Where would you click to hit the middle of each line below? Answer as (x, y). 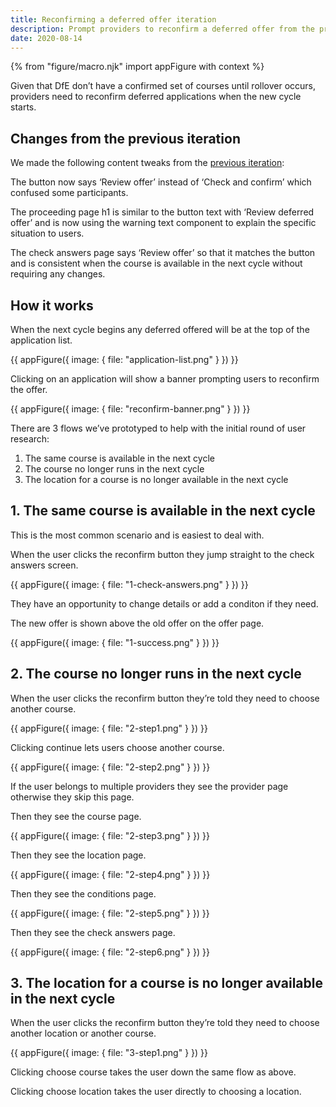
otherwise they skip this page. (72, 797)
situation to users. (47, 233)
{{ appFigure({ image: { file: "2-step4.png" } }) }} (110, 874)
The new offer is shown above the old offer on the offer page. (137, 623)
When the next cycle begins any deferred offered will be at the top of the (160, 329)
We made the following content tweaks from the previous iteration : (147, 163)
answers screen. (44, 565)
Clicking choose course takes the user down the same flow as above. (153, 1072)
